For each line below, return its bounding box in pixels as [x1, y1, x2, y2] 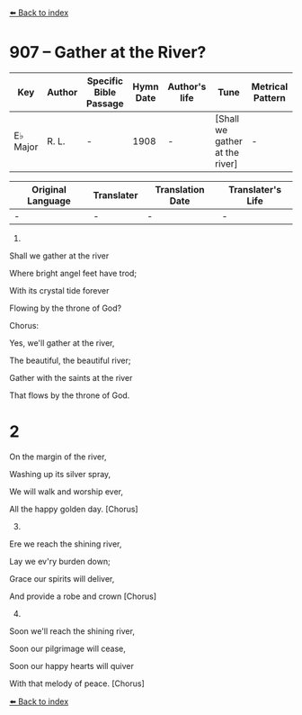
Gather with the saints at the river [9, 372, 133, 383]
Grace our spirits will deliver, [9, 573, 115, 584]
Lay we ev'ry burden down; [9, 556, 111, 566]
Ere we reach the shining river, [9, 539, 122, 549]
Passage [86, 97, 124, 110]
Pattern [253, 91, 286, 104]
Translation [155, 183, 205, 195]
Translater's [227, 183, 281, 195]
